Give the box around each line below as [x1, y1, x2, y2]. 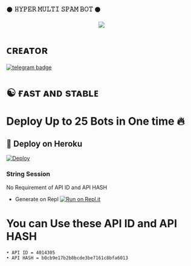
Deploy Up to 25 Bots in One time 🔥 [6, 114, 185, 128]
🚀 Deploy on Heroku [6, 139, 83, 149]
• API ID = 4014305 [6, 250, 56, 256]
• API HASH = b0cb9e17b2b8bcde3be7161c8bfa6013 [6, 254, 129, 261]
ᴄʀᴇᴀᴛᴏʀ [6, 44, 48, 57]
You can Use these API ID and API [6, 216, 177, 230]
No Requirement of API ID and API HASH [6, 184, 108, 191]
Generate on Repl [15, 195, 59, 202]
